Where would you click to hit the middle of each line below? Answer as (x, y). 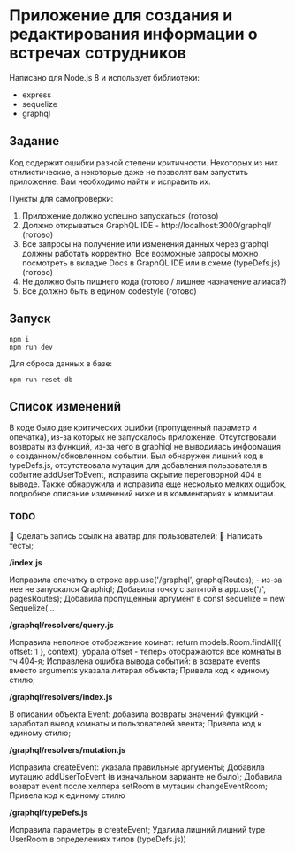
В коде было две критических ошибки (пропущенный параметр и (133, 428)
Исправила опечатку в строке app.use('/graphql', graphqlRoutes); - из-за (146, 580)
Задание (34, 141)
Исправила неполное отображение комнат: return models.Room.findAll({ (145, 642)
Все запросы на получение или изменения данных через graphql (145, 243)
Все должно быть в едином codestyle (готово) (109, 291)
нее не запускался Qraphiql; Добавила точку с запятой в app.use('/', (138, 588)
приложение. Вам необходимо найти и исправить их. (110, 181)
